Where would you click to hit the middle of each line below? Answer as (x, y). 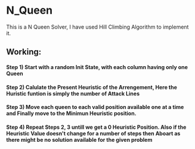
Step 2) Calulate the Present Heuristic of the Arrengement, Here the (92, 87)
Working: (24, 52)
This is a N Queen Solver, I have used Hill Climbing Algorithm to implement (97, 27)
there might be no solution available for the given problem (79, 139)
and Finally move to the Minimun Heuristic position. (71, 113)
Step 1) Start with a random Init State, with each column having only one (97, 67)
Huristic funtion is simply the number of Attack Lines (73, 94)
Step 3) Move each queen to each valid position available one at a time (95, 107)
